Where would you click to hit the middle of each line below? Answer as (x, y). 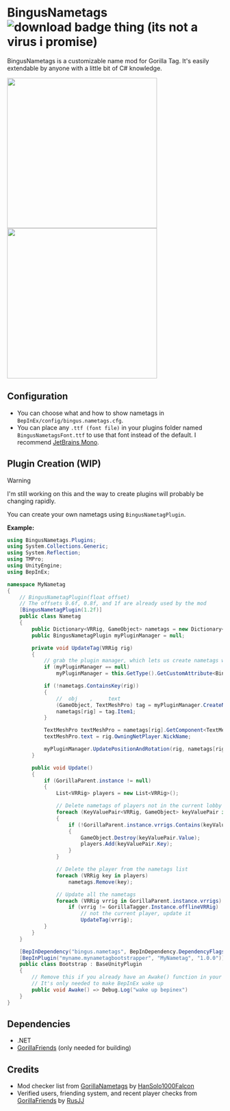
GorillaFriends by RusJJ (50, 1101)
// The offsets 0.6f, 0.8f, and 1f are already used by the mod (113, 604)
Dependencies (39, 1024)
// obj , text (88, 699)
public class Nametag (50, 616)
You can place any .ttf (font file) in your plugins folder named (110, 427)
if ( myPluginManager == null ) (87, 667)
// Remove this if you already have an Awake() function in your (127, 977)
